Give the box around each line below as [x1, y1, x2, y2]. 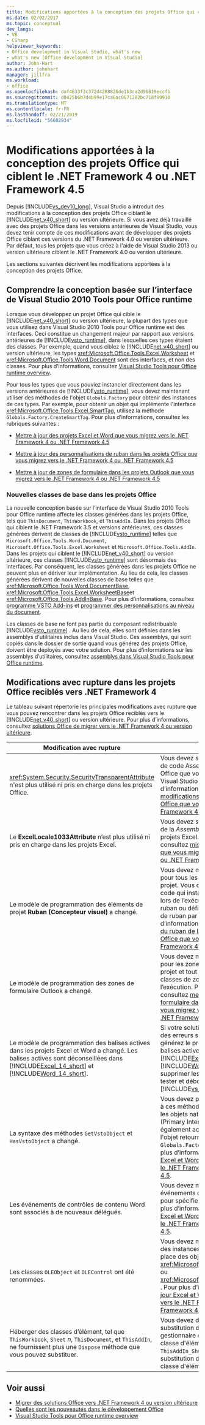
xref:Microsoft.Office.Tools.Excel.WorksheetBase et [6, 589, 135, 596]
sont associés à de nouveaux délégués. [9, 1208, 123, 1217]
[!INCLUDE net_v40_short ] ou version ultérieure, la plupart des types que [6, 317, 188, 324]
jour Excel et [160, 1291, 196, 1299]
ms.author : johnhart [6, 66, 59, 72]
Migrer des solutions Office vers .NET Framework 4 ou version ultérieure [15, 1399, 198, 1406]
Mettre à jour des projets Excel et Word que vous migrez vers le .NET [15, 432, 189, 439]
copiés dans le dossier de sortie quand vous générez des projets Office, [6, 640, 188, 647]
